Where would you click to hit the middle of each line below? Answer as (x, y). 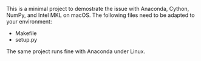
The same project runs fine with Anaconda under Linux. (76, 51)
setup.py (26, 40)
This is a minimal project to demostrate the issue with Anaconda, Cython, (98, 9)
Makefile (26, 33)
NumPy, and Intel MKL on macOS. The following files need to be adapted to (101, 15)
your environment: (29, 21)
